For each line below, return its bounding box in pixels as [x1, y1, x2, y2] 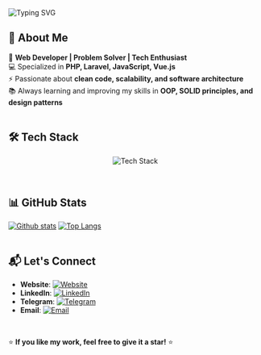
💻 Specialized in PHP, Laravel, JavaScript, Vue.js [8, 61, 176, 71]
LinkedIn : [19, 288, 52, 298]
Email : [19, 306, 42, 315]
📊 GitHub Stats [8, 196, 87, 210]
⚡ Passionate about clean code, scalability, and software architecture [8, 73, 244, 83]
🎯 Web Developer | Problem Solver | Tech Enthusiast [8, 52, 188, 62]
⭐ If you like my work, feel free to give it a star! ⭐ [8, 337, 174, 347]
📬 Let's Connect [8, 254, 97, 268]
